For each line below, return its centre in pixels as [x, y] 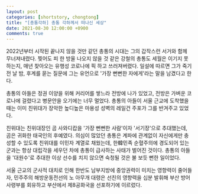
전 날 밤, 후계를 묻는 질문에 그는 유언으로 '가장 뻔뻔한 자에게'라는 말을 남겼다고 [96, 73]
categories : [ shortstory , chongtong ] [53, 17]
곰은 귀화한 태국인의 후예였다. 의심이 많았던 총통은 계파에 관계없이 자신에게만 [95, 135]
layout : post [22, 12]
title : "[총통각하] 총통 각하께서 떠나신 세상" [56, 22]
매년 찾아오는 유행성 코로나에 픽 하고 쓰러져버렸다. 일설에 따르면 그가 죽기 [108, 66]
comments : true [25, 34]
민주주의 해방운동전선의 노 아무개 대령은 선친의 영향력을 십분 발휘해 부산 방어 [102, 177]
